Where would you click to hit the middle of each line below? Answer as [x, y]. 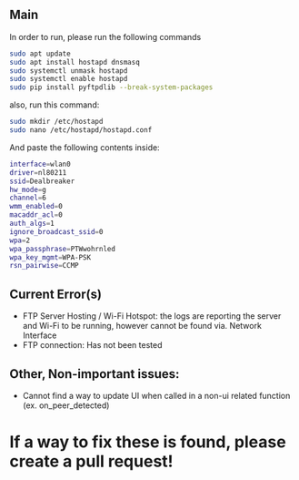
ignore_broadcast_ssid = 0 [56, 231]
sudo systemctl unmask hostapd [69, 71]
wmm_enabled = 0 [36, 207]
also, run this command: [55, 105]
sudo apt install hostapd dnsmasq [75, 62]
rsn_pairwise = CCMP [44, 266]
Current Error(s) [56, 294]
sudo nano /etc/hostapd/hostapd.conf [81, 130]
